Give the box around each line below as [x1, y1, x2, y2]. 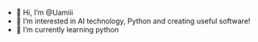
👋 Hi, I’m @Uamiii [15, 8, 74, 17]
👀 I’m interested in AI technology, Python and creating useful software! [15, 16, 251, 26]
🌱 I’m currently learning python [15, 25, 119, 34]
